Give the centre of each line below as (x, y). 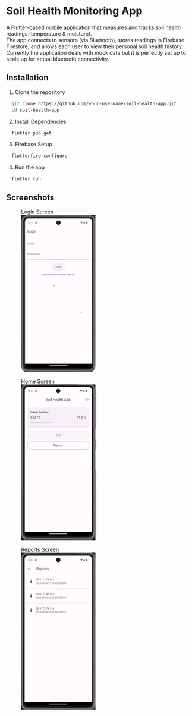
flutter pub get (32, 133)
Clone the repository (40, 92)
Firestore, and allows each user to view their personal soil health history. (95, 46)
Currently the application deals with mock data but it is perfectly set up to (96, 52)
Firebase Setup (33, 145)
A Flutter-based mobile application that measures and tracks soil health (94, 27)
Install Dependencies (40, 121)
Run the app (30, 167)
